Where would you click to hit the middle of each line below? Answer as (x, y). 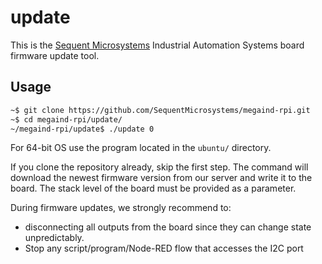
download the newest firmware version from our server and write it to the (161, 178)
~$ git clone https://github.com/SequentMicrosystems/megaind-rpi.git (160, 110)
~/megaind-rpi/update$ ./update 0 (82, 129)
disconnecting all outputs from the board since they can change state (168, 227)
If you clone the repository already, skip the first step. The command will (159, 167)
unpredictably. (54, 238)
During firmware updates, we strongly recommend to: (121, 208)
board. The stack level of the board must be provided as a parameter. (153, 188)
